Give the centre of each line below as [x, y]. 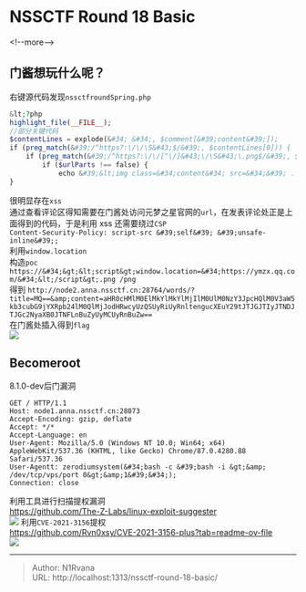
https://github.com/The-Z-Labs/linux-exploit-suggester [113, 512]
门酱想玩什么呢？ [57, 73]
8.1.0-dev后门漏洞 [43, 386]
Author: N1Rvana [63, 568]
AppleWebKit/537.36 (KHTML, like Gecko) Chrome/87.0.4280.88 [128, 452]
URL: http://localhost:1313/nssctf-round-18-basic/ [125, 577]
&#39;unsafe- [242, 233]
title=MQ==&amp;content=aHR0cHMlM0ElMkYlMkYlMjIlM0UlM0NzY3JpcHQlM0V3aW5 [153, 298]
